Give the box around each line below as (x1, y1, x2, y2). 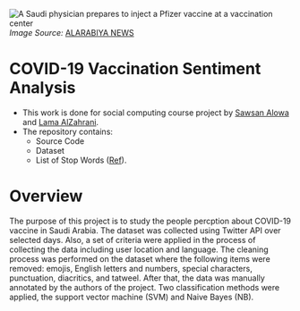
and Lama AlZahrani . (21, 116, 99, 127)
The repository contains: (21, 126, 114, 137)
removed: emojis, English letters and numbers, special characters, (9, 263, 253, 273)
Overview (9, 186, 83, 206)
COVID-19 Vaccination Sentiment (9, 59, 261, 80)
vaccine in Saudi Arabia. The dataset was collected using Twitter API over (9, 224, 281, 236)
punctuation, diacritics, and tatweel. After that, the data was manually (9, 273, 266, 283)
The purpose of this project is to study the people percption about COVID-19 (9, 215, 292, 226)
